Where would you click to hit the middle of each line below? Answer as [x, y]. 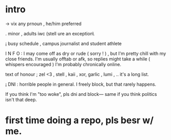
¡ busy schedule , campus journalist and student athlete [64, 43]
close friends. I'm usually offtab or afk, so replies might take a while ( [78, 59]
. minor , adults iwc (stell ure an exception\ [50, 33]
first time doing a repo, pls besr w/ [80, 120]
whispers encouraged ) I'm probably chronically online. [63, 64]
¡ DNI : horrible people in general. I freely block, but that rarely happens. [81, 84]
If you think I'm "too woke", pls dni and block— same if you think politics [81, 94]
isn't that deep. [21, 99]
